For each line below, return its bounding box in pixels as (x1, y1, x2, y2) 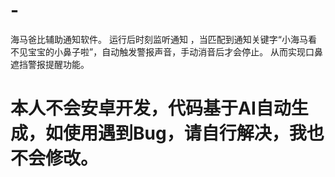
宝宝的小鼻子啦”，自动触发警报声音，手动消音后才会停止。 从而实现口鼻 (27, 45, 324, 58)
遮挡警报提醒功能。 (10, 58, 90, 70)
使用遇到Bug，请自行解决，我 (63, 122, 307, 145)
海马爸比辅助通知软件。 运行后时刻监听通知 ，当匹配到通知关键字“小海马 (10, 33, 309, 45)
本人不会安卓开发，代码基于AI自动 (10, 97, 292, 120)
